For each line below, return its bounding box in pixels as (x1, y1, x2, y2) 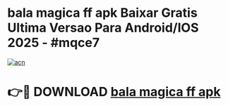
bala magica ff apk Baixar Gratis (7, 5, 198, 21)
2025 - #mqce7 (7, 35, 100, 51)
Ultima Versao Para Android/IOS (7, 20, 199, 36)
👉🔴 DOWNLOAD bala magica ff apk (7, 84, 221, 100)
